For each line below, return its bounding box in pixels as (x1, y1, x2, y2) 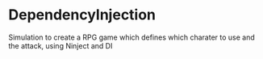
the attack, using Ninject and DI (8, 40, 113, 50)
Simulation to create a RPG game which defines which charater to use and (8, 32, 256, 42)
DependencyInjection (8, 6, 156, 24)
